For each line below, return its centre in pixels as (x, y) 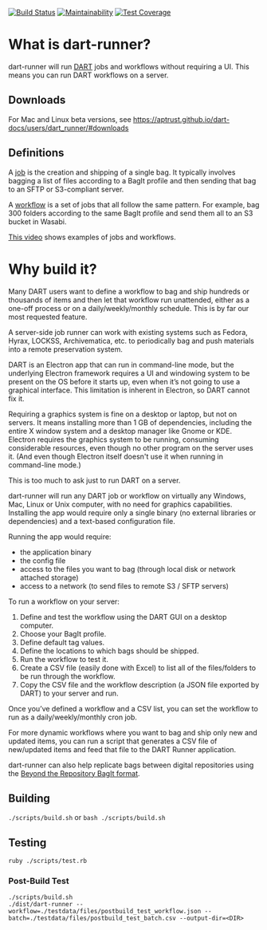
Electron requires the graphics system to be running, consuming (114, 439)
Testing (27, 843)
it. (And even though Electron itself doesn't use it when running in (116, 456)
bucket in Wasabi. (37, 221)
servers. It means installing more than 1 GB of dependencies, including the (130, 422)
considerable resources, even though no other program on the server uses (131, 447)
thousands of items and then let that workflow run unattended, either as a (129, 300)
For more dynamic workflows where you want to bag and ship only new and (133, 732)
